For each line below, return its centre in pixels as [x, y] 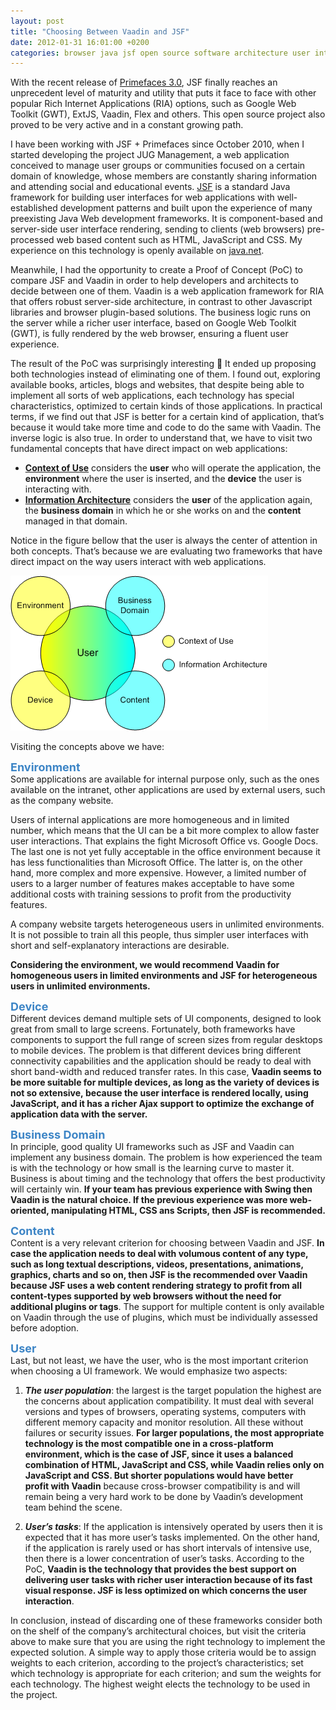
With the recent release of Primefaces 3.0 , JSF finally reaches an [144, 82]
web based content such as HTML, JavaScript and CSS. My [179, 240]
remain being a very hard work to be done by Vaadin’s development [164, 1497]
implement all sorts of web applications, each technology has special [152, 396]
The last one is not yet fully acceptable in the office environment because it [165, 852]
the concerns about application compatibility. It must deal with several [169, 1401]
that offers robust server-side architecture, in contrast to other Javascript [161, 302]
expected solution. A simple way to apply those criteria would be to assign [163, 1652]
